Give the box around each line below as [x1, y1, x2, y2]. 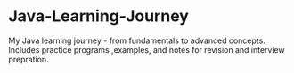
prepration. [8, 54, 50, 64]
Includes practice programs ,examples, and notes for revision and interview [8, 44, 286, 55]
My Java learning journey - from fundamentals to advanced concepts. [8, 35, 266, 46]
